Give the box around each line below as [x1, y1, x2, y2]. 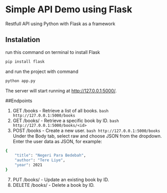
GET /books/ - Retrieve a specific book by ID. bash [12, 117, 119, 124]
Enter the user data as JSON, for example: [12, 138, 102, 144]
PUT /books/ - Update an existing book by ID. [12, 176, 109, 183]
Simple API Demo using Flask [5, 4, 133, 15]
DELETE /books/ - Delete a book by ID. [12, 182, 95, 188]
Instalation [5, 35, 40, 44]
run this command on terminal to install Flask [5, 49, 100, 55]
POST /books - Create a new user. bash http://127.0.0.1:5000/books [12, 127, 160, 133]
